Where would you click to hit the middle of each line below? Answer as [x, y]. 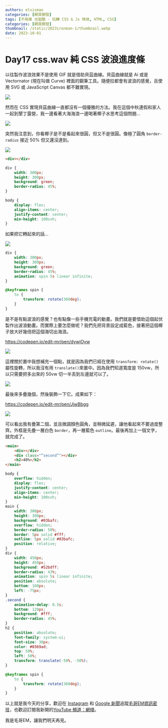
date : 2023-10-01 [23, 33]
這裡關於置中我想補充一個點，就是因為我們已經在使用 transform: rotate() [82, 361]
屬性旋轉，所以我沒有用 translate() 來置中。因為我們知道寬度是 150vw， [80, 368]
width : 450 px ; [29, 558]
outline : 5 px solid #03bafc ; [44, 539]
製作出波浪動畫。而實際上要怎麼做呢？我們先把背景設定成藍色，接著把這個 [82, 325]
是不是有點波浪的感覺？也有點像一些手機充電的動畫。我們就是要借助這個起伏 [84, 319]
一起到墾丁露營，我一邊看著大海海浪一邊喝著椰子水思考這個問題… [73, 113]
